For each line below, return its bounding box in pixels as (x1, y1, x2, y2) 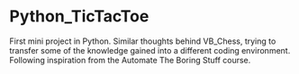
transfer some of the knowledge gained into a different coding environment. (9, 45, 291, 55)
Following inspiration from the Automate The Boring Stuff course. (9, 54, 251, 65)
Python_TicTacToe (9, 6, 149, 27)
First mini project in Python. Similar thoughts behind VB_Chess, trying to (9, 36, 276, 46)
